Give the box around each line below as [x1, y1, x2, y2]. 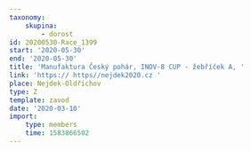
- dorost [41, 29, 74, 38]
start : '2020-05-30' [9, 46, 86, 55]
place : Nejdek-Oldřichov [9, 79, 101, 88]
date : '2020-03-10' [9, 104, 82, 113]
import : [9, 112, 38, 121]
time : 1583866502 [25, 129, 90, 138]
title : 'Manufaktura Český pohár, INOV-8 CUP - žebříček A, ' [9, 63, 245, 72]
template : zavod [9, 95, 69, 105]
